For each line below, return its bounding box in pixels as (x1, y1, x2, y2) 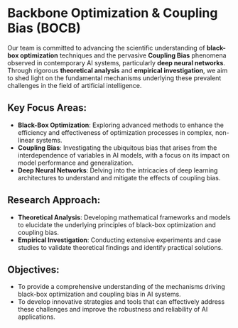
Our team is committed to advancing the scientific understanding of (7, 43, 205, 52)
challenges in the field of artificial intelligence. (7, 81, 142, 89)
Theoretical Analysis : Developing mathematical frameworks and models (17, 213, 231, 222)
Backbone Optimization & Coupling (7, 5, 218, 21)
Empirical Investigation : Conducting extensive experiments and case (17, 236, 222, 244)
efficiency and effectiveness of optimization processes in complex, (17, 128, 215, 136)
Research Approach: (7, 194, 101, 207)
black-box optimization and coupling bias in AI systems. (17, 290, 181, 299)
